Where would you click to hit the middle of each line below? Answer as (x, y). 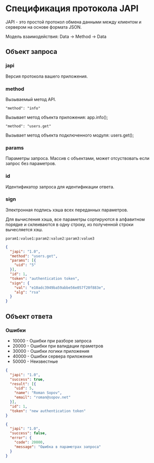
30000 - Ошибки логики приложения (51, 351)
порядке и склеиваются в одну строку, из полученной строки (69, 224)
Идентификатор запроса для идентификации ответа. (60, 187)
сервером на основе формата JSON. (44, 27)
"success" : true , (27, 379)
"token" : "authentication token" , (45, 278)
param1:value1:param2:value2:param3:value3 (50, 239)
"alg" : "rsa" (27, 292)
